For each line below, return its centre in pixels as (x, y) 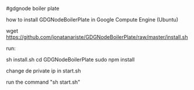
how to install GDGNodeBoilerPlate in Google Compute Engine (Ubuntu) (92, 19)
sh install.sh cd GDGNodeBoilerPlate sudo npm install (70, 60)
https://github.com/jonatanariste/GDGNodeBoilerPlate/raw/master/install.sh (97, 37)
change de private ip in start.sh (44, 71)
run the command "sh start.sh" (43, 82)
